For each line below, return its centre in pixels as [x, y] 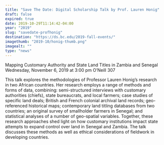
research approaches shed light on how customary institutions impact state [82, 121]
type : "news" [18, 51]
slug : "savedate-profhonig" [34, 32]
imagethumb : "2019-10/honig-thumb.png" [46, 42]
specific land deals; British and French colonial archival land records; [75, 100]
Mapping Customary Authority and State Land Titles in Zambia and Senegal [82, 65]
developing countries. [27, 137]
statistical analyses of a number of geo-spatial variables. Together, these [79, 116]
